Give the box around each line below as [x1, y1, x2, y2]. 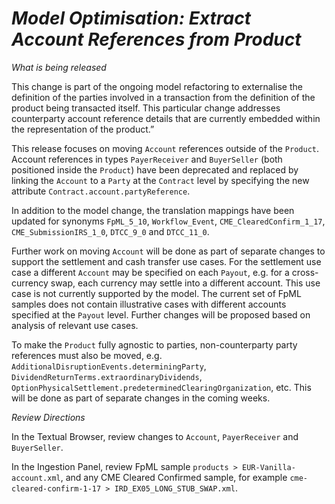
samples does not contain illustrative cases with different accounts [11, 298, 287, 310]
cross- [291, 266, 319, 278]
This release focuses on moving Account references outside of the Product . [11, 142, 320, 154]
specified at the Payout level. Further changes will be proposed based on [11, 308, 311, 321]
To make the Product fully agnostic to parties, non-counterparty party [11, 338, 298, 351]
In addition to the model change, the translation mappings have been [11, 204, 295, 216]
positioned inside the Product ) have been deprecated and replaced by [11, 163, 299, 176]
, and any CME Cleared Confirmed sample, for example [60, 471, 288, 483]
